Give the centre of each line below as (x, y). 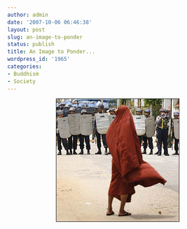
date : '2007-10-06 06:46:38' (50, 22)
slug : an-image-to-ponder (45, 37)
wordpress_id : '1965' (39, 60)
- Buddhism (23, 74)
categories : (25, 67)
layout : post (26, 29)
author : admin (28, 15)
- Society (22, 81)
